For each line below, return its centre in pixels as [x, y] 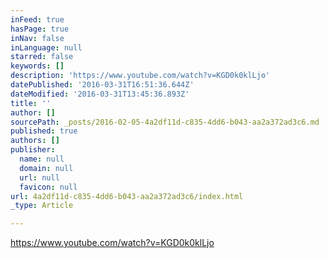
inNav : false [37, 38]
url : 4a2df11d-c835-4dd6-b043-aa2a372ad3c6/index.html [127, 196]
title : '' [31, 103]
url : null [39, 177]
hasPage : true [40, 29]
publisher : [33, 150]
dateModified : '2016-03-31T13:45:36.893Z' [100, 94]
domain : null [46, 168]
